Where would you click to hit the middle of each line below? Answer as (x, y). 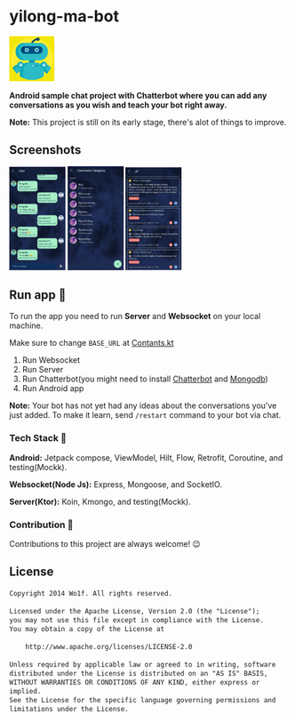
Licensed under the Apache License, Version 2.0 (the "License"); (135, 611)
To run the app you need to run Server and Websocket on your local (135, 316)
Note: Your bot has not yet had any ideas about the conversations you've (143, 405)
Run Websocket (51, 360)
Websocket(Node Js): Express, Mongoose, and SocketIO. (116, 484)
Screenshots (45, 150)
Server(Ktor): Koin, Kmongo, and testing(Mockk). (100, 501)
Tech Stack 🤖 (38, 438)
